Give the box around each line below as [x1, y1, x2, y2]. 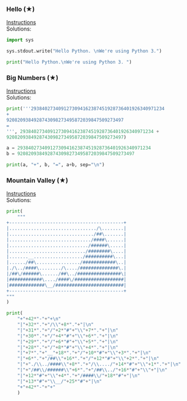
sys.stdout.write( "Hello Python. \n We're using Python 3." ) [6, 48, 163, 54]
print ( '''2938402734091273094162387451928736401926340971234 [6, 106, 165, 112]
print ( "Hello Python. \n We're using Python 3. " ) [6, 59, 132, 65]
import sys [6, 37, 34, 43]
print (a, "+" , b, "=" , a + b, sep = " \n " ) [6, 162, 105, 168]
